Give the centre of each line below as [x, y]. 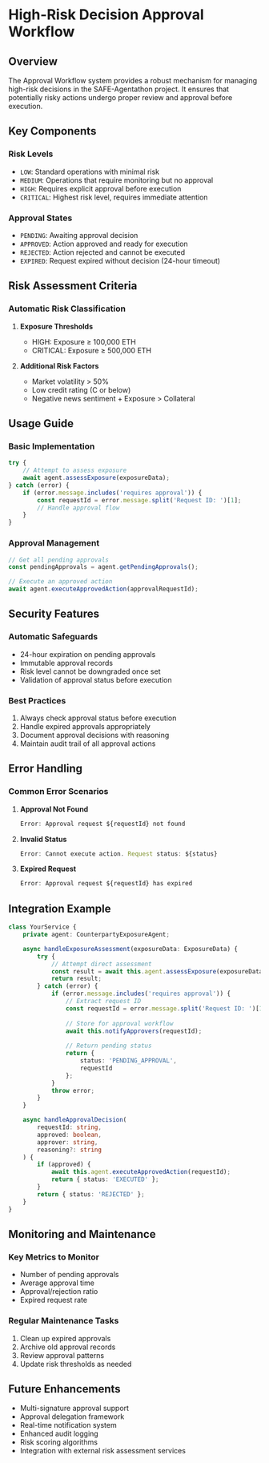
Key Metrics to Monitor [54, 1257]
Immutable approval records [66, 663]
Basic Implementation [52, 446]
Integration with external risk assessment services [103, 1451]
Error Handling [45, 769]
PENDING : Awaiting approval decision [79, 235]
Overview [33, 61]
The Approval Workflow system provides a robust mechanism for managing [133, 81]
